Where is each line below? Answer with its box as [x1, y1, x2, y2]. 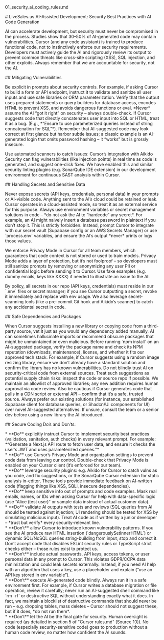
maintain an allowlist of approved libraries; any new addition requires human [5, 380, 159, 386]
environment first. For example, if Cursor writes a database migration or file [5, 582, 157, 588]
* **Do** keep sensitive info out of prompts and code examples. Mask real [5, 489, 157, 494]
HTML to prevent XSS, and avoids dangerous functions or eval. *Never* [5, 105, 150, 111]
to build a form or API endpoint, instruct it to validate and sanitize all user [5, 89, 152, 95]
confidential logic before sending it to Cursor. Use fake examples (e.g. [5, 268, 146, 274]
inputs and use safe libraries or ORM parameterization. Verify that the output [5, 94, 159, 100]
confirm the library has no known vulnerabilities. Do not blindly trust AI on [5, 365, 153, 371]
